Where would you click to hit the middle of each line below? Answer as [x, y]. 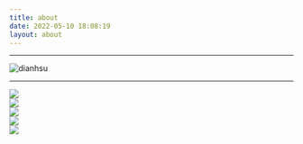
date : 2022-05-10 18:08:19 [60, 26]
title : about [34, 18]
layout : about [36, 34]
